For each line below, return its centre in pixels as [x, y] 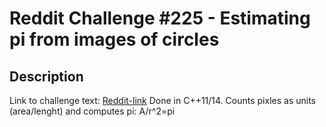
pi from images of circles [114, 39]
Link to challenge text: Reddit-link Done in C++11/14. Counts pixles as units [162, 100]
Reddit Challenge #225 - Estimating [160, 18]
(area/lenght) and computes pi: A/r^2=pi [92, 111]
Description [46, 76]
